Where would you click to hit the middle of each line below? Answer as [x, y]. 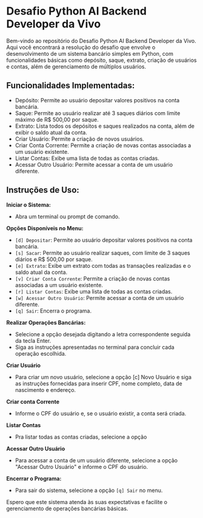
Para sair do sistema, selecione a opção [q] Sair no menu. [89, 490]
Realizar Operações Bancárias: [46, 322]
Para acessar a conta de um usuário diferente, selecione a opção [96, 460]
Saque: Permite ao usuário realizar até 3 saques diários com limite [98, 113]
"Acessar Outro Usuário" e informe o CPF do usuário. [82, 467]
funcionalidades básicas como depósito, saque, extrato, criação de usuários [101, 60]
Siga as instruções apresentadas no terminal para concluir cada [95, 347]
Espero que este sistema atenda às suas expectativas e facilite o [87, 502]
